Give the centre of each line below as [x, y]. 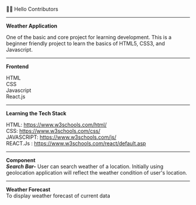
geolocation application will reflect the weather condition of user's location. [97, 172]
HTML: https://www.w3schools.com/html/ [56, 125]
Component [21, 160]
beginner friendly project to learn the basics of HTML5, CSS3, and [85, 43]
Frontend [17, 66]
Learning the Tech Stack [36, 113]
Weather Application [32, 26]
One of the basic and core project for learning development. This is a [89, 37]
